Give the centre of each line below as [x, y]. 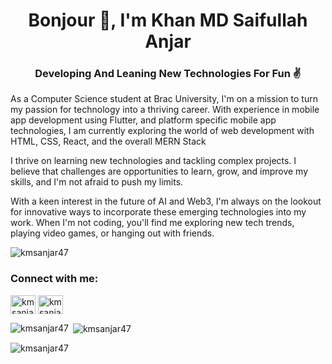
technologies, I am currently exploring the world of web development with [162, 131]
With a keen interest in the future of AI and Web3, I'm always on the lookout [166, 201]
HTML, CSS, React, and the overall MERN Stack [108, 141]
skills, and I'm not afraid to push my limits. [97, 182]
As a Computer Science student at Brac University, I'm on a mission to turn [164, 99]
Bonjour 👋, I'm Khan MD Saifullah [168, 20]
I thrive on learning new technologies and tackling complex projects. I [153, 161]
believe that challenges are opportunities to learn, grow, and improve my [159, 171]
